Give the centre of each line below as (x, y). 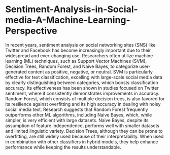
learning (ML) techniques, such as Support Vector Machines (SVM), (76, 61)
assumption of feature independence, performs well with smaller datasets (82, 126)
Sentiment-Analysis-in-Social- (72, 9)
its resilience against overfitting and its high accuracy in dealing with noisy (83, 104)
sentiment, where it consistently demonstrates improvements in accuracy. (82, 93)
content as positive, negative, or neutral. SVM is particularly (90, 71)
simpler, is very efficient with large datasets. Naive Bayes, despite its (77, 120)
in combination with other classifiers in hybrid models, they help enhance (82, 142)
